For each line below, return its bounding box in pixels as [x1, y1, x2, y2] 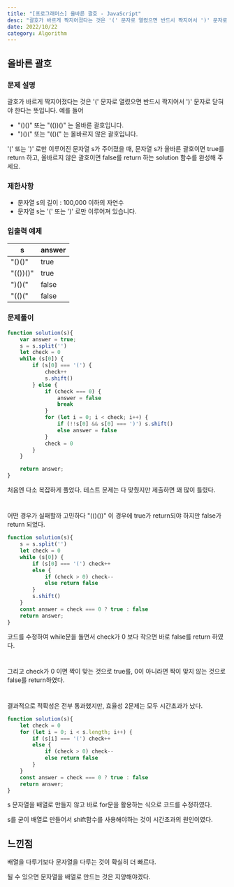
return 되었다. [7, 520, 45, 529]
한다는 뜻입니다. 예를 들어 [14, 106, 84, 114]
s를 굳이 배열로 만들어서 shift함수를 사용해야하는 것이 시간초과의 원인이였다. [7, 816, 213, 824]
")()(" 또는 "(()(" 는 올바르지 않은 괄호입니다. [17, 129, 138, 138]
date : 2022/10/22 [7, 23, 58, 30]
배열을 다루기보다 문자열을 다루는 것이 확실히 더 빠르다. [7, 858, 156, 866]
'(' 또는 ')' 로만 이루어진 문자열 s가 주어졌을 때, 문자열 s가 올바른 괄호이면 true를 [7, 144, 225, 152]
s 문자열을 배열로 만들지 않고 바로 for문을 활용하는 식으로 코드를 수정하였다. [7, 800, 212, 809]
